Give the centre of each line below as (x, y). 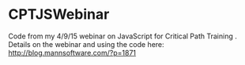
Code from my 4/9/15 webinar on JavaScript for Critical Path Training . (122, 36)
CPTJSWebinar (59, 14)
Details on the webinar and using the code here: (86, 44)
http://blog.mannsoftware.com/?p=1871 (72, 52)
